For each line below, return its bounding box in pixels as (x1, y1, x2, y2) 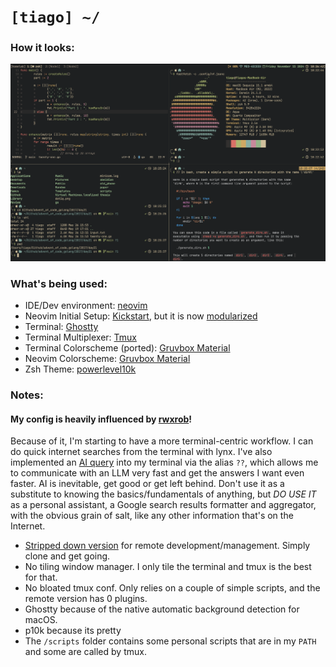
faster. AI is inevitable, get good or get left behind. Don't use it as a (10, 478, 285, 490)
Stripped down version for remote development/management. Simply (24, 540, 311, 552)
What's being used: (10, 276, 108, 290)
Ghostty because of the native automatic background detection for (24, 603, 300, 615)
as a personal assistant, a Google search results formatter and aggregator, (10, 499, 317, 511)
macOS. (24, 614, 58, 626)
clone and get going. (24, 550, 111, 562)
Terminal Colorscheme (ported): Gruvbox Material (24, 342, 231, 354)
